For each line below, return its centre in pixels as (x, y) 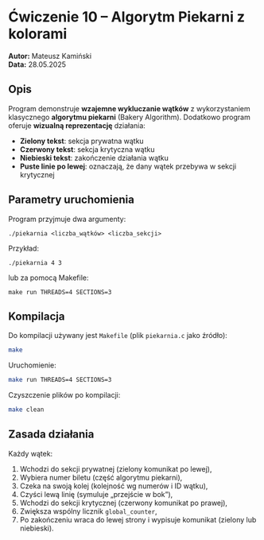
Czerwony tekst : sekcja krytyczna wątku (87, 149)
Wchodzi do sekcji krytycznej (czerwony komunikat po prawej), (124, 503)
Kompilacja (37, 316)
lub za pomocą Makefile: (49, 278)
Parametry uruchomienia (72, 200)
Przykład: (24, 248)
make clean (26, 410)
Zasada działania (51, 435)
